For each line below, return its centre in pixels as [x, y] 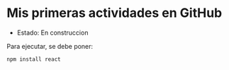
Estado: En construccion [52, 33]
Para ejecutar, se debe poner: [50, 46]
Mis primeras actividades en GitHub [114, 13]
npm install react [34, 59]
